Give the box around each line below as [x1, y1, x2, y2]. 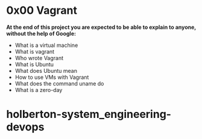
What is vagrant [14, 48, 55, 55]
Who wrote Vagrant [14, 54, 64, 61]
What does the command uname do [14, 79, 104, 87]
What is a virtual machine [14, 42, 78, 49]
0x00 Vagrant [6, 4, 77, 17]
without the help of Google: [6, 29, 77, 37]
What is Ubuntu [14, 61, 54, 68]
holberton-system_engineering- [6, 108, 172, 121]
